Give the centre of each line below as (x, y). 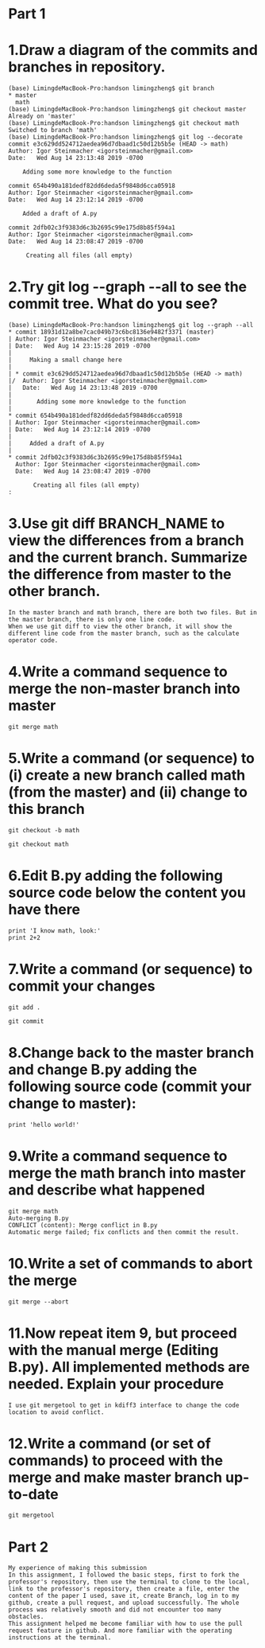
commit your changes (82, 986)
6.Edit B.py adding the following (116, 876)
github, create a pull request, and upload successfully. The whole (124, 1603)
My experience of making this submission (78, 1568)
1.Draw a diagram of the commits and (133, 51)
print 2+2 (25, 937)
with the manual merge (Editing (113, 1350)
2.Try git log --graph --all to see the (128, 287)
